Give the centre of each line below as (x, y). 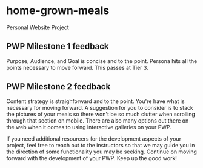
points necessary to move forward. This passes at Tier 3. (77, 67)
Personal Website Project (38, 27)
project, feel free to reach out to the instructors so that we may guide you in (101, 145)
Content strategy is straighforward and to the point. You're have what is (95, 101)
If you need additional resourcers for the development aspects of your (94, 139)
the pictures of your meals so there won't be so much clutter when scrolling (101, 114)
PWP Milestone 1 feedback (58, 46)
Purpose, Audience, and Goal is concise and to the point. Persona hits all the (102, 61)
